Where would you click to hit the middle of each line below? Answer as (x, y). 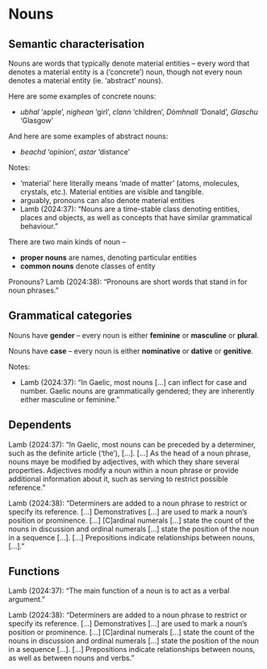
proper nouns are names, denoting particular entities (108, 257)
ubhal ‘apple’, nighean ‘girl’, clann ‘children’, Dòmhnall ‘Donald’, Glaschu (139, 112)
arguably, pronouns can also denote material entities (107, 200)
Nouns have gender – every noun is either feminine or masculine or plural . (134, 335)
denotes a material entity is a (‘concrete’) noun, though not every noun (125, 72)
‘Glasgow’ (37, 121)
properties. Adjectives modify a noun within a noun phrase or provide (124, 470)
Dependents (40, 425)
